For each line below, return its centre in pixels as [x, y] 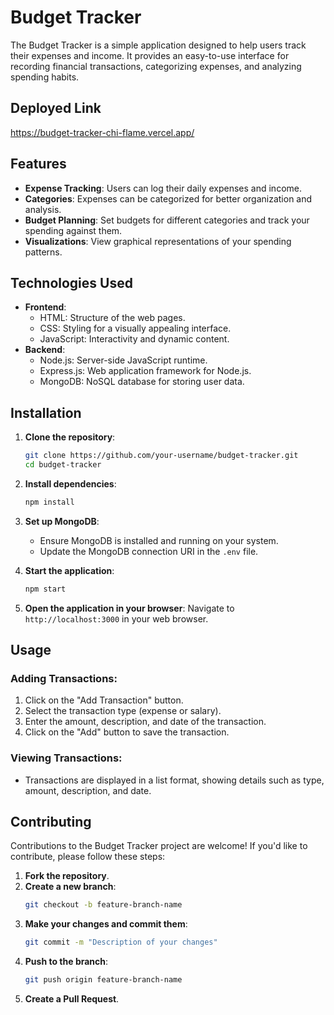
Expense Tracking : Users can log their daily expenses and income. [163, 188]
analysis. [43, 209]
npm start [45, 589]
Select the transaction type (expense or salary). [123, 711]
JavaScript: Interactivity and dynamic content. [134, 339]
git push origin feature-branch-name [103, 980]
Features [38, 164]
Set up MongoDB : [62, 521]
